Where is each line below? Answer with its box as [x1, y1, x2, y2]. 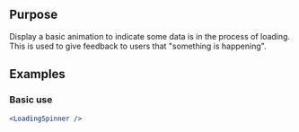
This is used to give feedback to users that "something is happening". [9, 40, 267, 51]
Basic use [9, 93, 53, 106]
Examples [9, 66, 66, 82]
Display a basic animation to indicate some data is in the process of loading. [9, 31, 290, 41]
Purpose [9, 7, 58, 22]
